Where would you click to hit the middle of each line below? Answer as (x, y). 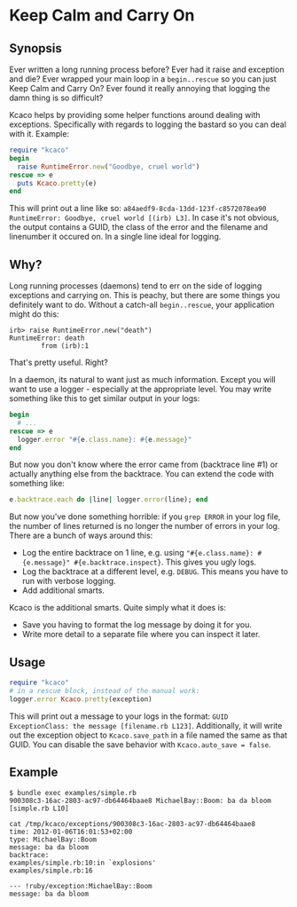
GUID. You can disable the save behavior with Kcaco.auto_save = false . (141, 744)
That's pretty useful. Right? (59, 363)
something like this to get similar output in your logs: (105, 398)
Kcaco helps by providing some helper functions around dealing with (135, 115)
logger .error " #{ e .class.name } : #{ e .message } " (105, 439)
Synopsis (35, 48)
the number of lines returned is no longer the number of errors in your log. (145, 526)
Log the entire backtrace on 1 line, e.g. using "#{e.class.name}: (138, 553)
